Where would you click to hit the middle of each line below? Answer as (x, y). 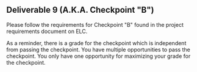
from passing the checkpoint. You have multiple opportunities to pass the (98, 49)
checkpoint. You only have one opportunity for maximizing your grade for (99, 56)
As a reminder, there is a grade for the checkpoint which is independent (96, 43)
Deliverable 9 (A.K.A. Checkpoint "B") (80, 10)
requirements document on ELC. (47, 31)
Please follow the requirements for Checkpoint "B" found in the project (95, 24)
